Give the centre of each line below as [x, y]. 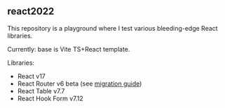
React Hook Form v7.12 [50, 98]
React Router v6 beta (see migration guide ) [80, 84]
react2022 [31, 11]
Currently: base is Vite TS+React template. [69, 49]
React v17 [31, 76]
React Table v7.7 [41, 91]
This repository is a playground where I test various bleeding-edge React [113, 28]
